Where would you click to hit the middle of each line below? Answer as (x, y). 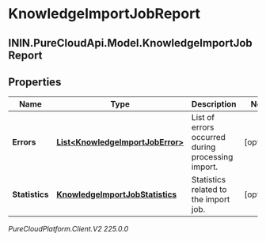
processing (212, 157)
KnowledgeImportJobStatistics (117, 194)
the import (211, 200)
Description (214, 104)
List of (203, 118)
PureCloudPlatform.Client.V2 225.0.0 (68, 229)
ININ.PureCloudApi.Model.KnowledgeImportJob (131, 43)
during (203, 147)
